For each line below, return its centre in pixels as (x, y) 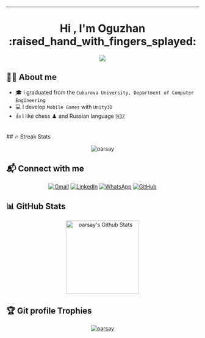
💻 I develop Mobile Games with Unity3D (64, 107)
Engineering (30, 100)
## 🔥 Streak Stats (28, 136)
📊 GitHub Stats (36, 206)
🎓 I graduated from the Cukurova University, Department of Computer (104, 92)
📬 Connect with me (45, 169)
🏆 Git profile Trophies (49, 311)
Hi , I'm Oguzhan (103, 29)
